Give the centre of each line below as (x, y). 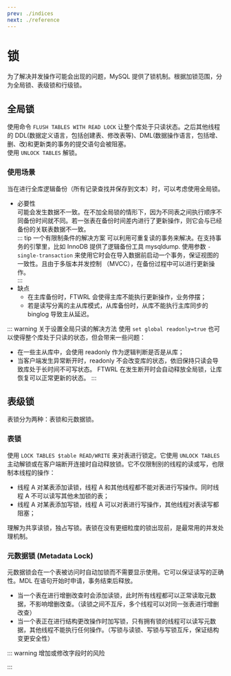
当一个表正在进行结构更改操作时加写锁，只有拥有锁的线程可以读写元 (113, 621)
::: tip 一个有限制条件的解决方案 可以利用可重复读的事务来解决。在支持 (116, 238)
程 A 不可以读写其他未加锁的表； (63, 495)
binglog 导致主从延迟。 (60, 314)
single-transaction (45, 256)
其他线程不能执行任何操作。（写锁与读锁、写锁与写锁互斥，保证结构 (124, 629)
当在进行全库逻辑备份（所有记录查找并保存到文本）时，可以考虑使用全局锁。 (115, 188)
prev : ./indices (30, 13)
